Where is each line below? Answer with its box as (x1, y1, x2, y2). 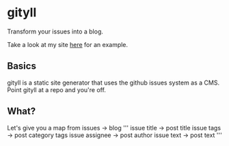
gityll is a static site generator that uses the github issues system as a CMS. (7, 78, 220, 87)
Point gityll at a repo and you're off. (7, 85, 106, 93)
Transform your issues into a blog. (7, 27, 104, 35)
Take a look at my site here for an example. (7, 40, 129, 48)
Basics (7, 60, 36, 72)
